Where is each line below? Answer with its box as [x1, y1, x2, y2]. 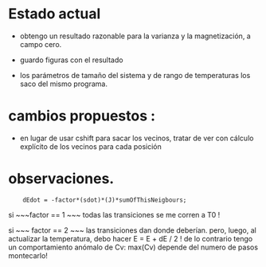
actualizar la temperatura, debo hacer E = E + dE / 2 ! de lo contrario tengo [8, 234, 253, 243]
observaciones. [8, 170, 115, 188]
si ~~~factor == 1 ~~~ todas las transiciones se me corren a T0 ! [8, 210, 221, 219]
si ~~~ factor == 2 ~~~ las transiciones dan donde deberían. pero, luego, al [8, 225, 256, 235]
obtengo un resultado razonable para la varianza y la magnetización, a [19, 31, 251, 41]
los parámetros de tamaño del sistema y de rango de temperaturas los [19, 70, 251, 80]
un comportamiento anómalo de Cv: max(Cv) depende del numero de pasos [8, 242, 259, 252]
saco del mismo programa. [19, 79, 108, 88]
